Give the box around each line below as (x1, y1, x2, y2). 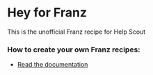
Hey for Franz (7, 5, 87, 21)
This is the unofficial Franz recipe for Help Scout (7, 28, 146, 36)
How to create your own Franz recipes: (7, 45, 140, 54)
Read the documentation (17, 61, 88, 69)
